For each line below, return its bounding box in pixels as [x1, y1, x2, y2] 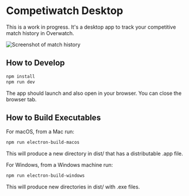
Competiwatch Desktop [6, 4, 123, 18]
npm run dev [6, 79, 35, 85]
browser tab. [6, 95, 37, 103]
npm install [6, 73, 35, 80]
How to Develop [6, 58, 66, 68]
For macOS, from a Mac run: [6, 128, 75, 135]
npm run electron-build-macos [6, 139, 80, 146]
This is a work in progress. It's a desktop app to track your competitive [6, 23, 177, 30]
